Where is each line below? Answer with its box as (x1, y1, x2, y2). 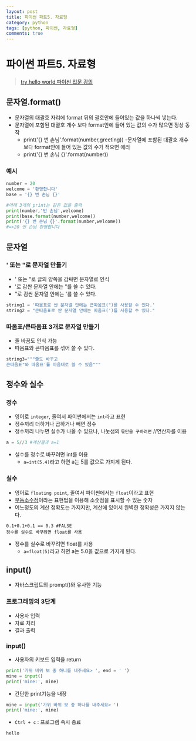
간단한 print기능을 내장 (14, 690, 67, 697)
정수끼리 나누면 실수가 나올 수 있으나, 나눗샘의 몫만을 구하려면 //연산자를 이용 (14, 428, 187, 435)
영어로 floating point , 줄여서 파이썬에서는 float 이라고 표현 (14, 489, 154, 496)
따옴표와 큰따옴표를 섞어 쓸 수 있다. (14, 344, 95, 351)
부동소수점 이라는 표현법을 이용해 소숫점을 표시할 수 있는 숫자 (14, 496, 153, 504)
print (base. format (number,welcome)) (6, 213, 96, 219)
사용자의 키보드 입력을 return (14, 656, 82, 663)
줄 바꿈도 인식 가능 (14, 337, 58, 344)
